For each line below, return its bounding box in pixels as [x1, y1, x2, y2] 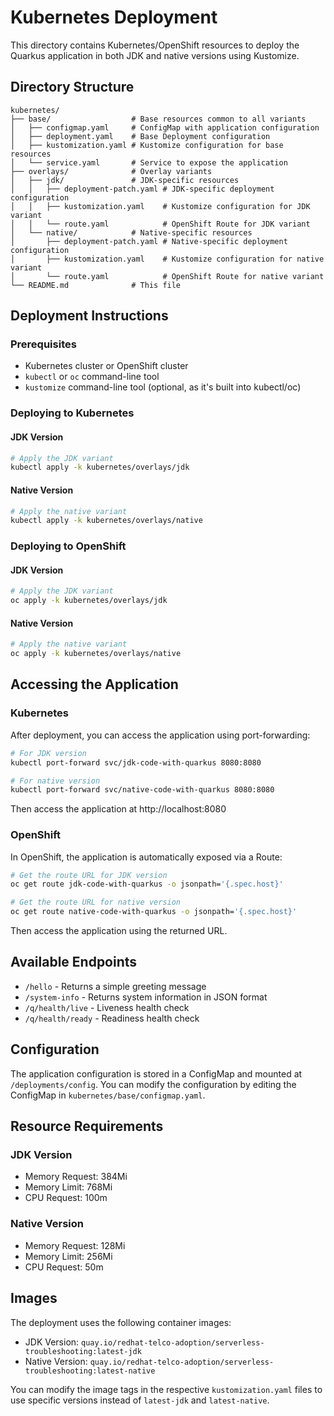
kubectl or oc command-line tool [24, 371, 160, 383]
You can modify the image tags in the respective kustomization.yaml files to [10, 1383, 323, 1395]
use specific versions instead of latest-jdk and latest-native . [10, 1394, 270, 1406]
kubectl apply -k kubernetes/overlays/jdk [10, 462, 190, 473]
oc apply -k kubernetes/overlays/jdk [10, 596, 168, 606]
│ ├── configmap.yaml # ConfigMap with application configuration [10, 122, 320, 133]
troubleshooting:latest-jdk [24, 1346, 142, 1356]
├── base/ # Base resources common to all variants [10, 114, 307, 124]
